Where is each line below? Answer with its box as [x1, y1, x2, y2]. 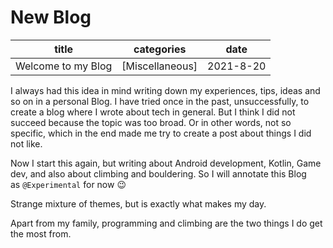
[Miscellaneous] [121, 59, 198, 73]
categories [133, 42, 187, 56]
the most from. [10, 227, 72, 240]
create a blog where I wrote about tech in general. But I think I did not [10, 106, 296, 118]
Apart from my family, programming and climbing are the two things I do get [10, 217, 323, 229]
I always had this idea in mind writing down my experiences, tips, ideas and [10, 84, 321, 96]
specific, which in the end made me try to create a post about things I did [10, 127, 312, 139]
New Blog [10, 6, 92, 29]
